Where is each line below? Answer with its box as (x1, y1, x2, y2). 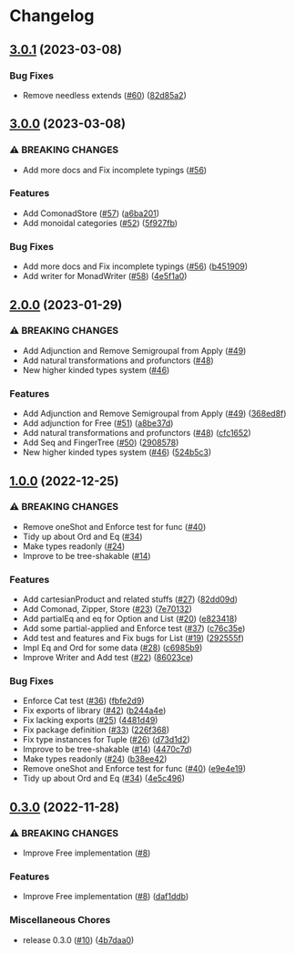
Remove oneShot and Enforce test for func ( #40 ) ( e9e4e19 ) (22, 763, 247, 774)
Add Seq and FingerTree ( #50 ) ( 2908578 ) (22, 437, 179, 448)
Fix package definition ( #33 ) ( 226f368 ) (22, 724, 170, 735)
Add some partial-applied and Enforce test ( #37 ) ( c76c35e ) (22, 623, 246, 634)
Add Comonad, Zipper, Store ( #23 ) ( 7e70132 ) (22, 604, 193, 615)
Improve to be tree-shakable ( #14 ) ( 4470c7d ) (22, 744, 193, 755)
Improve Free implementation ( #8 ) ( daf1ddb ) (22, 891, 189, 902)
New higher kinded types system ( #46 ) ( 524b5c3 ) (22, 447, 212, 458)
